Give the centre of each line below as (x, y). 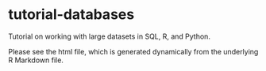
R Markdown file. (36, 60)
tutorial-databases (71, 15)
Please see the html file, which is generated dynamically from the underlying (133, 51)
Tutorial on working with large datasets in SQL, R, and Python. (109, 36)
